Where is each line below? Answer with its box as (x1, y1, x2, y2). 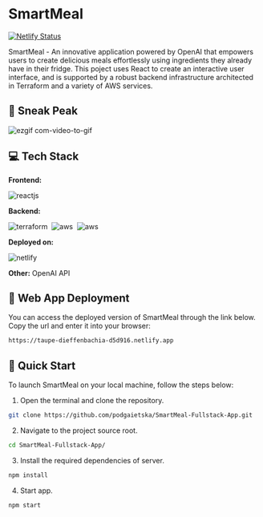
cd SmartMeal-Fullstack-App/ (8, 441, 106, 449)
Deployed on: (8, 237, 55, 247)
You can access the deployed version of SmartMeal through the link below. (8, 313, 256, 322)
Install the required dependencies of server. (19, 455, 164, 465)
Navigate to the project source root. (19, 426, 138, 435)
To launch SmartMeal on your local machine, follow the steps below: (8, 380, 234, 390)
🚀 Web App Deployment (8, 291, 130, 305)
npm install (8, 471, 48, 479)
